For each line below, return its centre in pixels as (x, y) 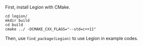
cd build (14, 25)
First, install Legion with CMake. (38, 7)
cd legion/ (16, 16)
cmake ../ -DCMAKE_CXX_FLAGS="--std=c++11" (51, 29)
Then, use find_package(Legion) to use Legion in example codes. (72, 38)
